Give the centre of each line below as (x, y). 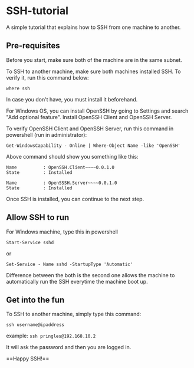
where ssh (18, 88)
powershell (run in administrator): (47, 134)
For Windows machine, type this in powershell (62, 232)
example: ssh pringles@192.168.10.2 (51, 336)
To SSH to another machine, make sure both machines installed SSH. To (93, 71)
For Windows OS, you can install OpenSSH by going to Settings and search (97, 111)
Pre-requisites (33, 46)
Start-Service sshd (30, 242)
